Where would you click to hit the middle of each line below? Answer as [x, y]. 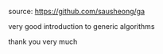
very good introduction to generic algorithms [81, 26]
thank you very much [43, 41]
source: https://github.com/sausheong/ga [77, 11]
